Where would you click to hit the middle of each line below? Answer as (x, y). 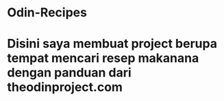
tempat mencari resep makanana (103, 58)
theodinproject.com (65, 87)
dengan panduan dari (69, 73)
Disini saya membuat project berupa (112, 44)
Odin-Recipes (47, 13)
